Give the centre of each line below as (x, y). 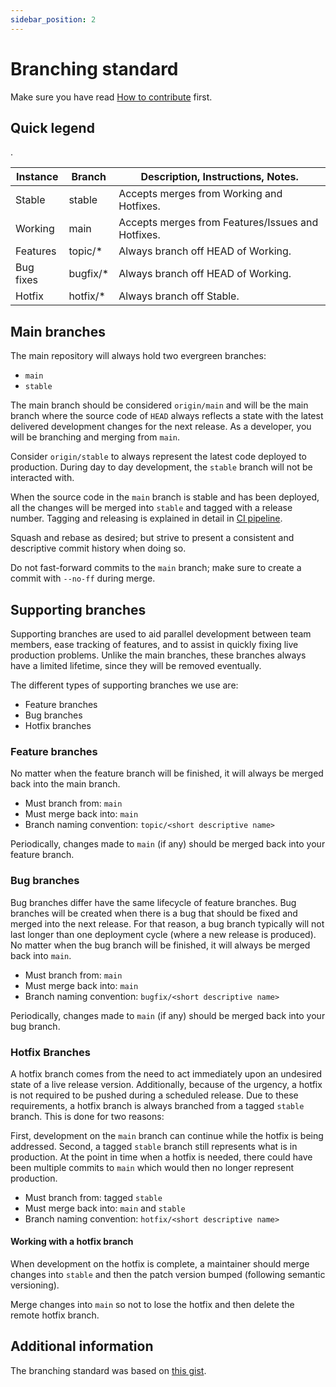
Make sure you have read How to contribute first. (111, 97)
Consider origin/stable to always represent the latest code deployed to (158, 457)
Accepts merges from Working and (200, 194)
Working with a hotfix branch (72, 1242)
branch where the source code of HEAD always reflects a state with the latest (167, 416)
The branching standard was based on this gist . (108, 1370)
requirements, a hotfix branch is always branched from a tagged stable (157, 1105)
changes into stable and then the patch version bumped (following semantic (168, 1275)
